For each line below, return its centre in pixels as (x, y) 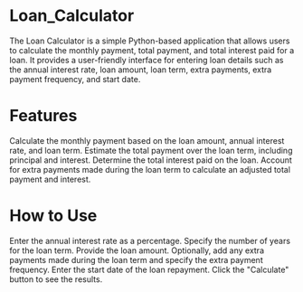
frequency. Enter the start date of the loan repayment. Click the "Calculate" (149, 269)
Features (43, 116)
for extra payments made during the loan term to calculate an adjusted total (150, 169)
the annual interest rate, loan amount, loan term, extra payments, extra (141, 70)
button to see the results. (56, 279)
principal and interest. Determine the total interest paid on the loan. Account (151, 160)
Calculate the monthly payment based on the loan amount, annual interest (147, 140)
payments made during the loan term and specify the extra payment (137, 259)
